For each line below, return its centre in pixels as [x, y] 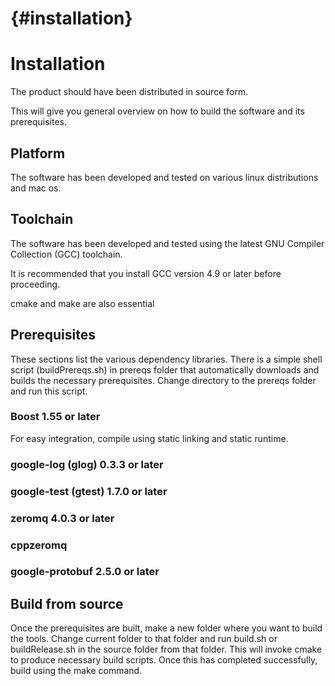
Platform [38, 153]
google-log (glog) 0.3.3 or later [87, 464]
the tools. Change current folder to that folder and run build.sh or [144, 639]
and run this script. [49, 391]
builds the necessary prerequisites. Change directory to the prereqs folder [163, 380]
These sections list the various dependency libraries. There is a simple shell [166, 359]
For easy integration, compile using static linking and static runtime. [149, 438]
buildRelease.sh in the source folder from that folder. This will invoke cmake [166, 649]
